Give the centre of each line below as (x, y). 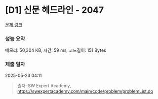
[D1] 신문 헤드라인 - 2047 (55, 10)
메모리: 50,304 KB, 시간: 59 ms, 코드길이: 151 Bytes (56, 50)
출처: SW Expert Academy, (44, 85)
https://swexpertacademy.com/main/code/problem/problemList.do (85, 91)
